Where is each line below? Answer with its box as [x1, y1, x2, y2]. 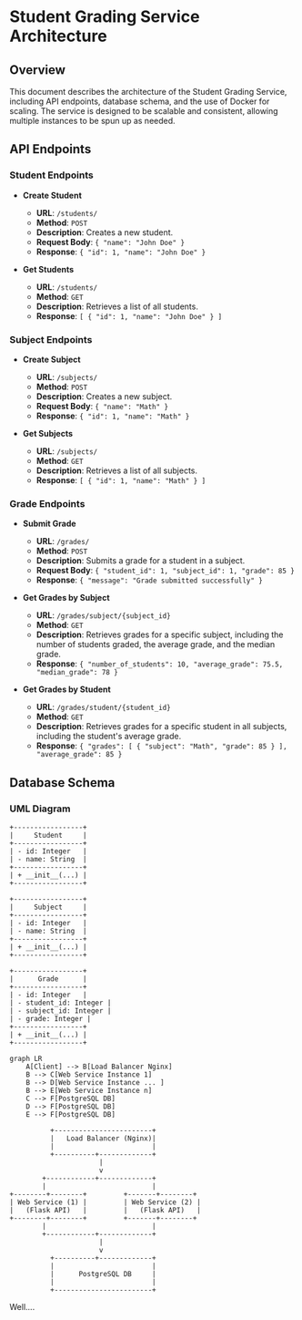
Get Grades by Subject [22, 593, 111, 603]
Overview [9, 62, 66, 77]
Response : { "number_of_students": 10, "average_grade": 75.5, [35, 658, 284, 669]
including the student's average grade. [35, 731, 182, 742]
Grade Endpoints [9, 497, 86, 510]
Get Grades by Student [22, 684, 111, 695]
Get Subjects [22, 428, 74, 438]
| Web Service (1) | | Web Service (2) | [9, 1197, 202, 1207]
